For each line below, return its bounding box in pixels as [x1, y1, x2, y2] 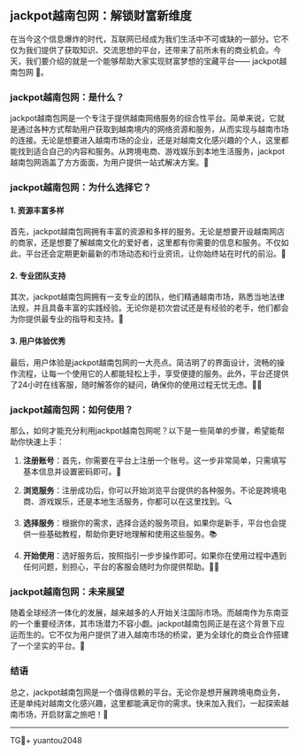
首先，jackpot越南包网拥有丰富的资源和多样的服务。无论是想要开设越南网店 [10, 227, 286, 237]
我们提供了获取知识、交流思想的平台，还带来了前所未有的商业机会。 [25, 44, 273, 55]
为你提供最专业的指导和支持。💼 [10, 313, 125, 325]
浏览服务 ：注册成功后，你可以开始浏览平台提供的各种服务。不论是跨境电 [22, 485, 287, 496]
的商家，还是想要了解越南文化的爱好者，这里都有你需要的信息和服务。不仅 [10, 237, 281, 248]
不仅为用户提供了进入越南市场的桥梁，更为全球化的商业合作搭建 [56, 629, 289, 640]
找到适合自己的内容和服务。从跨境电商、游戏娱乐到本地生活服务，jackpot [17, 146, 286, 157]
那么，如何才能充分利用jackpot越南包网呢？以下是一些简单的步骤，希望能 [10, 425, 278, 435]
